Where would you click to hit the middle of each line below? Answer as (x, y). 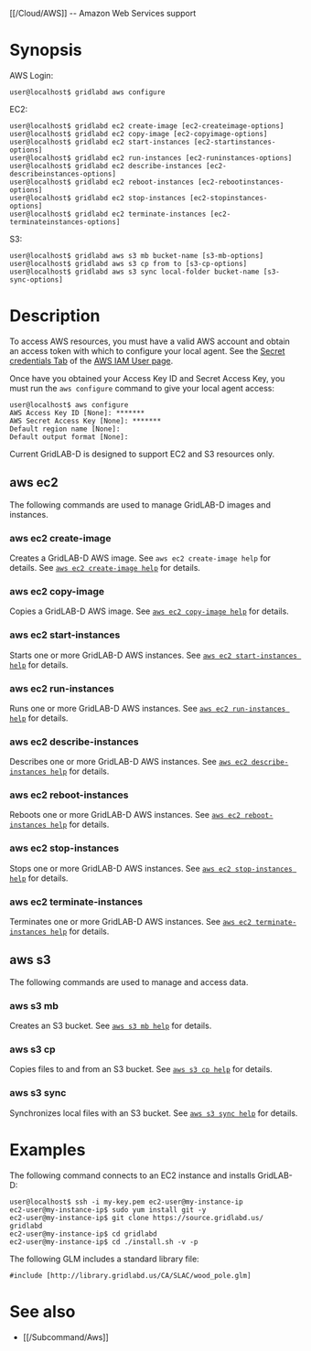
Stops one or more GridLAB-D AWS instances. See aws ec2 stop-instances (151, 868)
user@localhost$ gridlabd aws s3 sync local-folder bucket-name (134, 272)
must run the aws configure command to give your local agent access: (142, 388)
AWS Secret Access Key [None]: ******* (86, 421)
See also (43, 1311)
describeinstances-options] (63, 174)
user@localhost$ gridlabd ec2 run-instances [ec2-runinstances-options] (151, 158)
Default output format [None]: (69, 437)
